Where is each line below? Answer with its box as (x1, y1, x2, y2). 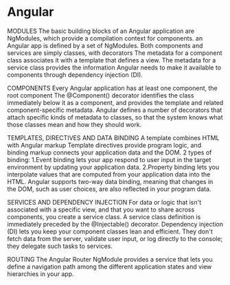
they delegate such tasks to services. (7, 242, 113, 250)
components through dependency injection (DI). (7, 70, 143, 79)
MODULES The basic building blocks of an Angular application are (7, 27, 194, 35)
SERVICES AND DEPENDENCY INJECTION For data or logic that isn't (7, 198, 202, 206)
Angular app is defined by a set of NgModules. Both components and (7, 41, 203, 49)
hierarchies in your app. (7, 269, 74, 278)
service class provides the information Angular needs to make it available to (7, 63, 222, 71)
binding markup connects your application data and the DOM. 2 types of (7, 148, 212, 157)
